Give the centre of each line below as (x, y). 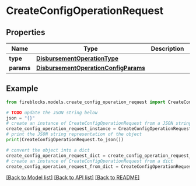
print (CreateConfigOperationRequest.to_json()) (65, 140)
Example (22, 89)
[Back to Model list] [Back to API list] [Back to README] (73, 178)
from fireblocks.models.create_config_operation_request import (86, 102)
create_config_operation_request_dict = (56, 156)
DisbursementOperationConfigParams (91, 68)
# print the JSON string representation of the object (74, 134)
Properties (26, 32)
